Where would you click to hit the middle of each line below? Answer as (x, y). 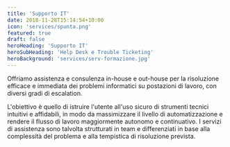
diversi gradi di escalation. (45, 93)
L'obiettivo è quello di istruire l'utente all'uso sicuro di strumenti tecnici (108, 106)
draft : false (26, 40)
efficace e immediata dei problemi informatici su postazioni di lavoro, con (112, 86)
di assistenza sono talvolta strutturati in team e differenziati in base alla (109, 128)
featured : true (29, 33)
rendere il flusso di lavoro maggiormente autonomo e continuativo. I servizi (114, 121)
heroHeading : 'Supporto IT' (48, 46)
